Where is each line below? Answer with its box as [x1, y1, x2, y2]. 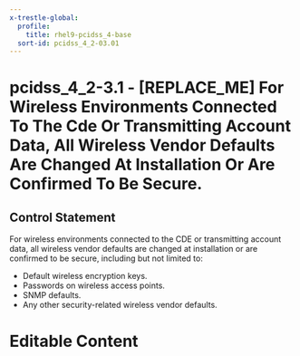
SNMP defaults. [22, 290, 82, 301]
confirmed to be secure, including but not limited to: [9, 253, 204, 264]
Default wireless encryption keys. [22, 271, 148, 282]
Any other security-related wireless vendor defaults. [22, 300, 218, 311]
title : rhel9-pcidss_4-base [25, 30, 131, 39]
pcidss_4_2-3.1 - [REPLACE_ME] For [9, 78, 285, 98]
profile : [17, 22, 51, 31]
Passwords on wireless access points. [22, 280, 166, 291]
